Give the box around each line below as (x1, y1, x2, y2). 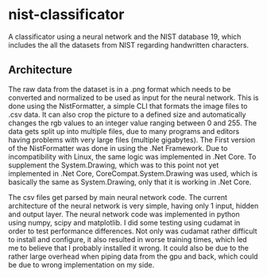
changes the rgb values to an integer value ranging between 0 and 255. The (8, 117, 257, 128)
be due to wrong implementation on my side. (8, 260, 155, 269)
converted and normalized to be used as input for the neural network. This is (8, 93, 260, 102)
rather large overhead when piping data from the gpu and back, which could (8, 252, 258, 261)
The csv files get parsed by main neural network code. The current (8, 192, 228, 202)
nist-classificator (8, 6, 125, 24)
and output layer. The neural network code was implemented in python (8, 209, 240, 219)
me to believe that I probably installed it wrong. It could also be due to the (8, 243, 249, 252)
